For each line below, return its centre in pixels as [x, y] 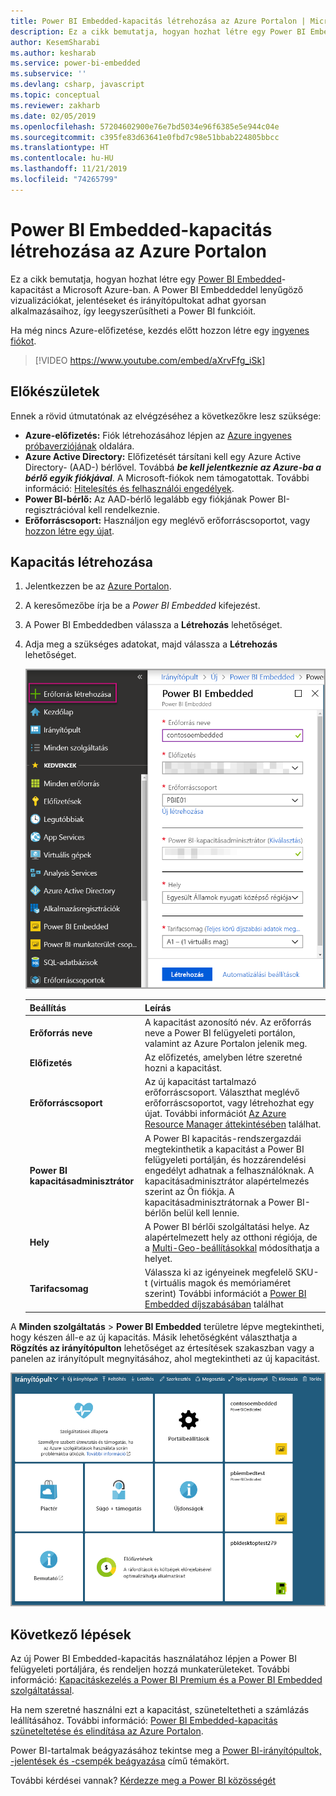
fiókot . [23, 341]
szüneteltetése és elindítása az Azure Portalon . [107, 1731]
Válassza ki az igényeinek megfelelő [218, 1272]
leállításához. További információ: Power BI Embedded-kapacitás [144, 1720]
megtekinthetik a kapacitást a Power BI [224, 1149]
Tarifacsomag [59, 1288]
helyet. [158, 1258]
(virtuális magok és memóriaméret [220, 1283]
